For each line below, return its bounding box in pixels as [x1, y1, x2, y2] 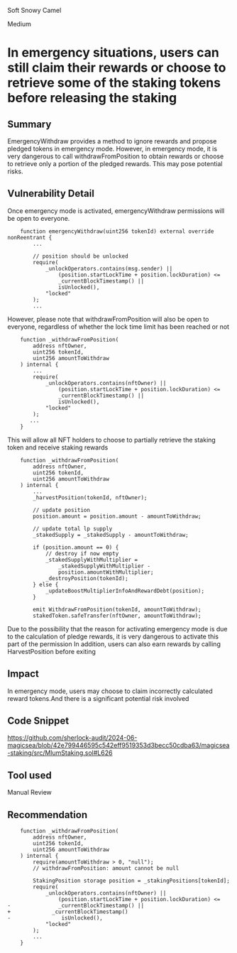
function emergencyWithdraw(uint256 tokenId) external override [20, 227, 214, 235]
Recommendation [7, 809, 87, 821]
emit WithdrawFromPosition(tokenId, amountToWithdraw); [33, 606, 202, 613]
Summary [7, 118, 52, 130]
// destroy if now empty [45, 550, 119, 557]
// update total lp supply [33, 525, 113, 532]
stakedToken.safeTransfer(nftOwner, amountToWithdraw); [33, 612, 202, 619]
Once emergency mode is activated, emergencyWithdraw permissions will [7, 206, 225, 215]
